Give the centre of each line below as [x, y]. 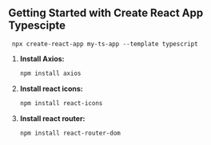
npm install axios [50, 73]
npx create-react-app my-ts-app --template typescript [105, 44]
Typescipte [37, 26]
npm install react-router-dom [70, 133]
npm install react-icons [61, 103]
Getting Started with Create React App [106, 13]
